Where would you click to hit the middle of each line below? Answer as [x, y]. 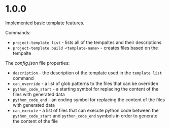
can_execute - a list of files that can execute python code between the [86, 110]
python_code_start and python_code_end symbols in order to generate [85, 116]
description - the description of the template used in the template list [87, 73]
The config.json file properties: [38, 63]
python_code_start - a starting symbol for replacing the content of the [86, 89]
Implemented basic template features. [45, 23]
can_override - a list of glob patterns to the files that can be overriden [86, 83]
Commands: [18, 32]
